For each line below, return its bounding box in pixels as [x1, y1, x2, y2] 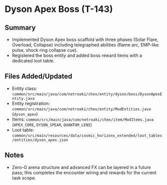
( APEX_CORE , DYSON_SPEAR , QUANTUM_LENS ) [11, 121, 92, 128]
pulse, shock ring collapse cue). [11, 47, 78, 53]
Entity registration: [11, 100, 50, 106]
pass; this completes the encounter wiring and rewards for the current [11, 170, 157, 176]
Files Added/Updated [4, 72, 72, 81]
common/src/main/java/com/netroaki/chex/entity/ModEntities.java [11, 106, 151, 112]
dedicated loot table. [11, 58, 54, 63]
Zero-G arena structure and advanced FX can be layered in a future [11, 164, 151, 170]
